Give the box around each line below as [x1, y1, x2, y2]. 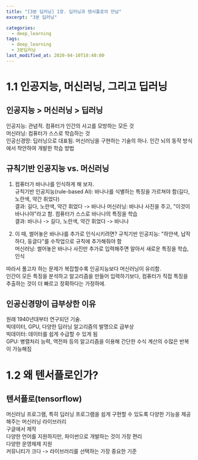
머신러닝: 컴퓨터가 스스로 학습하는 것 [6, 129, 90, 137]
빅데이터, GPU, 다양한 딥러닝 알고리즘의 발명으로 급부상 [6, 323, 135, 330]
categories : [6, 25, 36, 31]
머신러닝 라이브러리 [21, 418, 67, 425]
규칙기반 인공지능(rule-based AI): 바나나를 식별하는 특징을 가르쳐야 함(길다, [14, 188, 190, 195]
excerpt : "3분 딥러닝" [6, 14, 58, 20]
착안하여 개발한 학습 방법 [17, 144, 75, 151]
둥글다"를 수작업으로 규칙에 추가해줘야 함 [27, 237, 122, 245]
